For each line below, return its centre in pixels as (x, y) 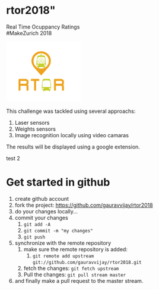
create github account (42, 198)
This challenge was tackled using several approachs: (71, 111)
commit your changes (41, 218)
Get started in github (58, 182)
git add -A (37, 224)
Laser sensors (32, 122)
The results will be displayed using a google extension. (73, 147)
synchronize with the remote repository (63, 243)
